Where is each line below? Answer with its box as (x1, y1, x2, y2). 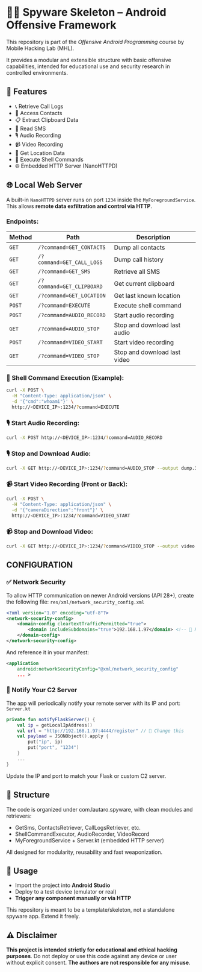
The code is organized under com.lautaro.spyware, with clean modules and (6, 806, 194, 813)
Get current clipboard (114, 279, 175, 288)
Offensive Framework (6, 18, 117, 32)
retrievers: (6, 812, 32, 819)
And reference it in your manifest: (6, 648, 89, 656)
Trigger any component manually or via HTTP (14, 895, 131, 902)
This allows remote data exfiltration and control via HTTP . (6, 202, 152, 210)
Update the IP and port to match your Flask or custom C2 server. (6, 772, 167, 780)
